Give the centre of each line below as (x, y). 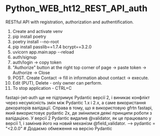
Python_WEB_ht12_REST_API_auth (76, 8)
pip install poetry (29, 36)
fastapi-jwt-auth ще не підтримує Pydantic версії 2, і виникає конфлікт (78, 97)
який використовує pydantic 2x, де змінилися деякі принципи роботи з (79, 113)
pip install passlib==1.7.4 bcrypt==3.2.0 (52, 47)
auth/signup (24, 57)
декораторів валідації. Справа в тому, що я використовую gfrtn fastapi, (79, 108)
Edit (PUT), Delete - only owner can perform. (57, 83)
